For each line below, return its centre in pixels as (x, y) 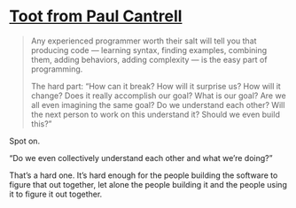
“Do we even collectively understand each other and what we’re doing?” (141, 158)
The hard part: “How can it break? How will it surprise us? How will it (156, 86)
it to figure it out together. (56, 194)
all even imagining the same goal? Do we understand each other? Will (158, 104)
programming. (57, 69)
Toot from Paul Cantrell (96, 16)
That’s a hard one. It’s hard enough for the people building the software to (144, 175)
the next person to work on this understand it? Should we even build (156, 114)
